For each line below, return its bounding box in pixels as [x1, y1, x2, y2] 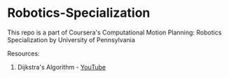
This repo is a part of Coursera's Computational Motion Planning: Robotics [7, 28, 222, 37]
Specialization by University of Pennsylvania [7, 35, 135, 44]
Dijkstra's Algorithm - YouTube [17, 63, 106, 71]
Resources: [7, 49, 40, 58]
